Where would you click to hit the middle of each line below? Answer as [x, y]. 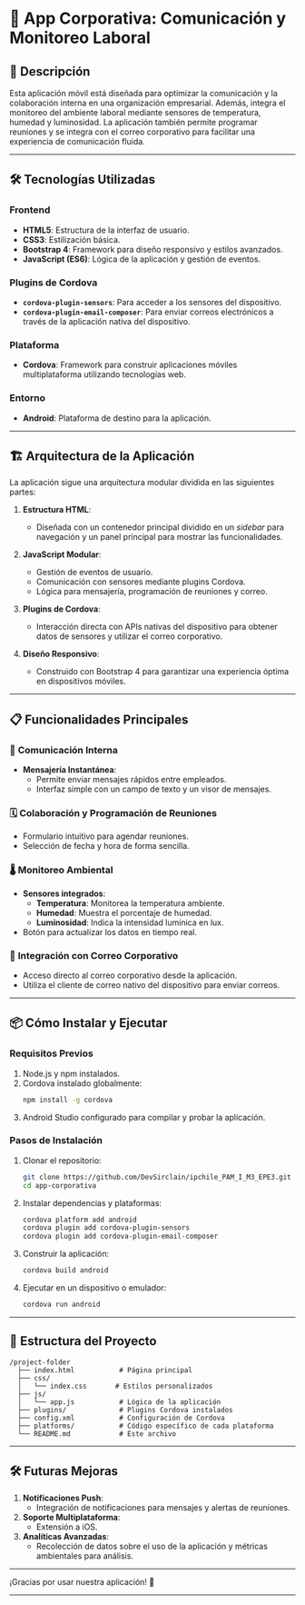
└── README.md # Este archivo [97, 1434]
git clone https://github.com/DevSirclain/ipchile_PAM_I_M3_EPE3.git [157, 1177]
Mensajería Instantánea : [69, 770]
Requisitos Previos [51, 1053]
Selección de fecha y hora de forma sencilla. [106, 846]
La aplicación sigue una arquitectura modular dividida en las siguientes [142, 483]
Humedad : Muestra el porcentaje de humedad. [124, 912]
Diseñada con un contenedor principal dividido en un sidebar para [160, 527]
